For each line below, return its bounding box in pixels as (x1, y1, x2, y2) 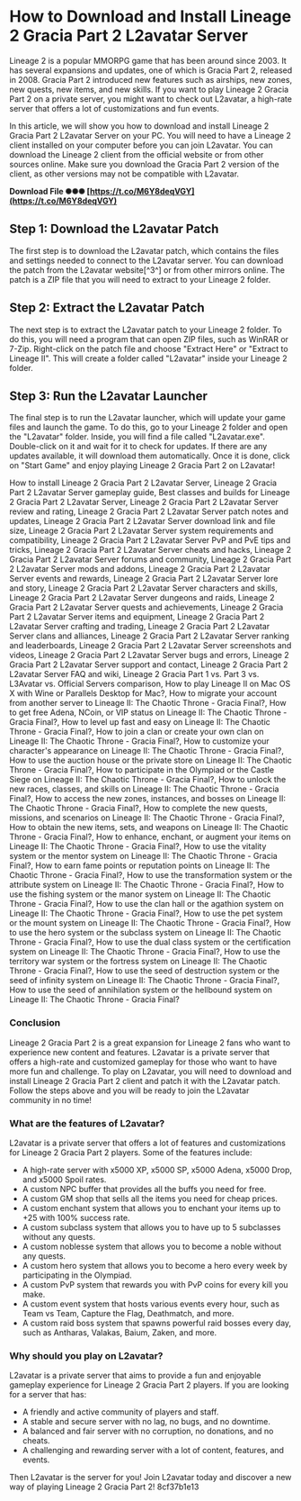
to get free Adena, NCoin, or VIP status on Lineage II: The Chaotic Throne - (9, 707, 288, 718)
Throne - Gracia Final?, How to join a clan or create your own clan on (9, 727, 264, 737)
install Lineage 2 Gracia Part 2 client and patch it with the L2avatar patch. (9, 1075, 281, 1086)
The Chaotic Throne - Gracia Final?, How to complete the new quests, (9, 803, 268, 814)
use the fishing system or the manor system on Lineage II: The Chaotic (9, 889, 271, 900)
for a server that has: (9, 1389, 87, 1400)
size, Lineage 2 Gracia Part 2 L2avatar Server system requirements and (9, 525, 274, 537)
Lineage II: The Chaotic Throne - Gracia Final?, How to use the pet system (9, 908, 283, 919)
